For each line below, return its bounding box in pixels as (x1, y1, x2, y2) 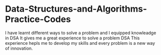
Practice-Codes (5, 14, 71, 25)
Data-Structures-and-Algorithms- (5, 3, 147, 15)
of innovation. (5, 45, 33, 51)
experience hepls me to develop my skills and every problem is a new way (5, 40, 156, 46)
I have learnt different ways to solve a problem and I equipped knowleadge (5, 30, 156, 36)
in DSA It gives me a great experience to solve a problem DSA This (5, 35, 140, 41)
